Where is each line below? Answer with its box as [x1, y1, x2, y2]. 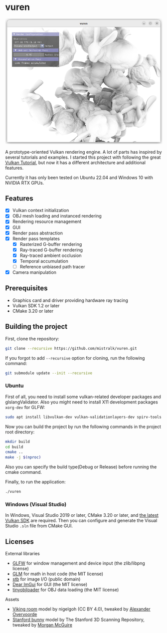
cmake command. [5, 469, 42, 475]
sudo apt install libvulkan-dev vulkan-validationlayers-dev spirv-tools [5, 415, 162, 420]
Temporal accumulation [19, 258, 68, 264]
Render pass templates [12, 235, 60, 241]
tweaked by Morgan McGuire [12, 622, 72, 628]
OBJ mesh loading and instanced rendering [12, 213, 102, 219]
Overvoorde [12, 612, 37, 618]
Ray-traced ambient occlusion [19, 252, 82, 258]
